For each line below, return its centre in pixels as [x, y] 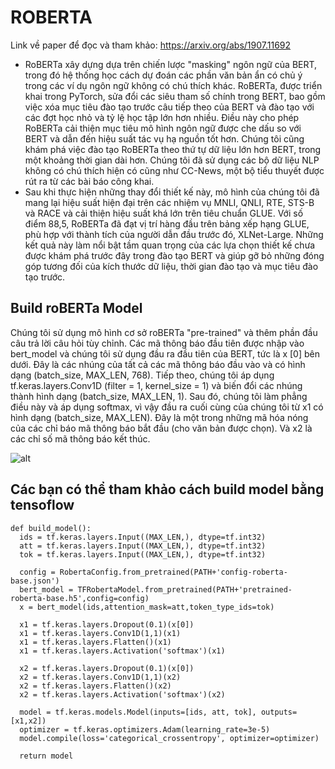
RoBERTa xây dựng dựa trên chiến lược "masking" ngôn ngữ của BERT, [171, 64]
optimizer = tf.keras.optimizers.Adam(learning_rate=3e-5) [145, 729]
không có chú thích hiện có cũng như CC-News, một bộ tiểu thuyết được [174, 170]
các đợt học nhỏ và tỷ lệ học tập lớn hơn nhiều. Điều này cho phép [162, 117]
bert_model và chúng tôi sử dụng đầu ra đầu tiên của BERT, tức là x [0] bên [165, 353]
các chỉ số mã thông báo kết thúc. [80, 438]
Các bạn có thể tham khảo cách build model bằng [167, 489]
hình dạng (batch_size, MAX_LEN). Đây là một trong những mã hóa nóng [159, 417]
